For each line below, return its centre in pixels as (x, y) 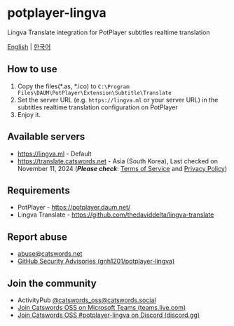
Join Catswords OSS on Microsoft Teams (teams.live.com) (102, 307)
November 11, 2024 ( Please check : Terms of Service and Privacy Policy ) (122, 168)
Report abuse (37, 237)
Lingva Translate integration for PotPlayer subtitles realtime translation (109, 32)
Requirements (39, 190)
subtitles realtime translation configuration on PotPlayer (98, 107)
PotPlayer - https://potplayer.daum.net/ (74, 208)
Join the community (52, 283)
